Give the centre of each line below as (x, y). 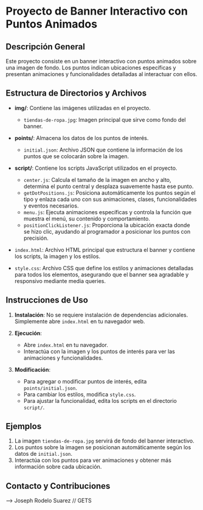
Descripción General (46, 47)
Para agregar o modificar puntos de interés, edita (85, 381)
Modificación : (33, 369)
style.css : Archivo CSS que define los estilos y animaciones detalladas (104, 268)
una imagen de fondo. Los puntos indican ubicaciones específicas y (91, 68)
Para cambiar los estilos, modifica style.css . (80, 394)
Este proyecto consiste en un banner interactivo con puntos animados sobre (101, 61)
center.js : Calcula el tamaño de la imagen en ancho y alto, (97, 180)
